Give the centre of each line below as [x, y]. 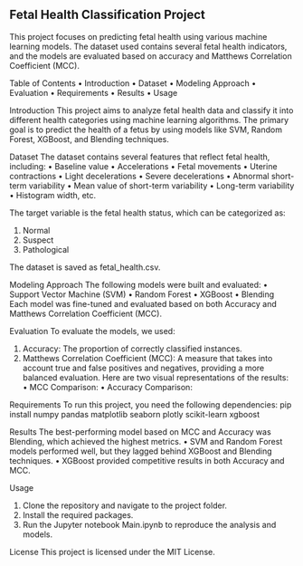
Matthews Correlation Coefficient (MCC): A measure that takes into [147, 358]
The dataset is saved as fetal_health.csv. [85, 267]
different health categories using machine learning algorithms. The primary [149, 120]
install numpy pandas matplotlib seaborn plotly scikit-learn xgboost [135, 414]
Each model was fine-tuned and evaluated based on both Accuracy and [143, 303]
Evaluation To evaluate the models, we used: [92, 331]
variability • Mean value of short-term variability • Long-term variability [161, 186]
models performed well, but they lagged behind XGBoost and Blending [141, 451]
